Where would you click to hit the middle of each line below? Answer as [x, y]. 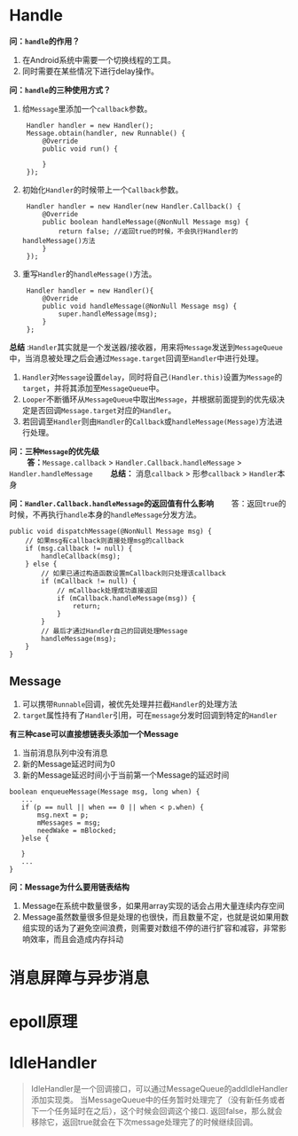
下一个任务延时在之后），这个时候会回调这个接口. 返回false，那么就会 [157, 1111]
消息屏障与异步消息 [79, 978]
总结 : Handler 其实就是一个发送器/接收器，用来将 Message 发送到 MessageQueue [146, 347]
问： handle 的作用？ [44, 41]
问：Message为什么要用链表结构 [70, 887]
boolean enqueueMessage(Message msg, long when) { [105, 791]
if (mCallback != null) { [89, 581]
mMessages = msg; [69, 823]
